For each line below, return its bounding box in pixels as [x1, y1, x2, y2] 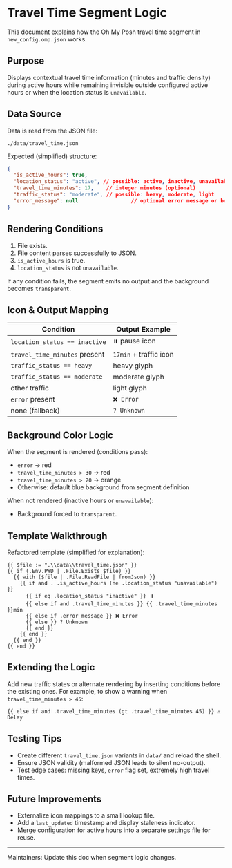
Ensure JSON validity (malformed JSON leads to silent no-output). [17, 758, 206, 766]
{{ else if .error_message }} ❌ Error [25, 612, 138, 619]
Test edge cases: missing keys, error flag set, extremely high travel [17, 766, 210, 774]
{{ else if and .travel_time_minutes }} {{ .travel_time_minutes [25, 600, 217, 607]
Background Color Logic [7, 429, 114, 441]
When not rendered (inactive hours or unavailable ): [7, 496, 154, 505]
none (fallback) [10, 406, 60, 415]
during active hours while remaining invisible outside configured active [7, 81, 209, 89]
